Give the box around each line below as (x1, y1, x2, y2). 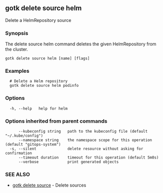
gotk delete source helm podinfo (9, 83, 79, 88)
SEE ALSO (5, 171, 30, 178)
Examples (5, 67, 30, 74)
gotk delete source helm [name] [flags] (5, 56, 90, 61)
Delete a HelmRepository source (5, 17, 72, 23)
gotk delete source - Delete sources (12, 182, 86, 189)
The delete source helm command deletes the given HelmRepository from (5, 41, 157, 47)
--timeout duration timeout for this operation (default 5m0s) (18, 155, 159, 160)
